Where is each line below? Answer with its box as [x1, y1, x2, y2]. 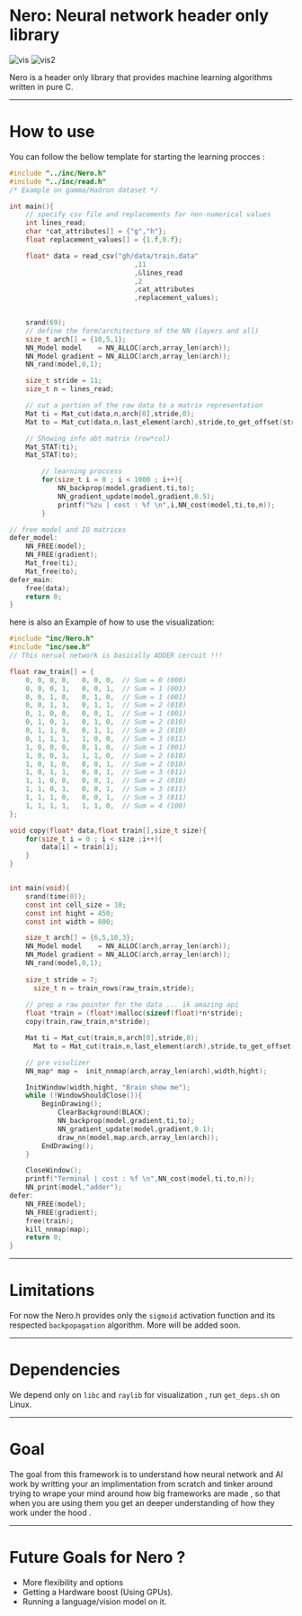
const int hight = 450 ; [25, 908, 115, 918]
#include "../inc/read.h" [9, 177, 106, 186]
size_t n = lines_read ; [25, 385, 115, 394]
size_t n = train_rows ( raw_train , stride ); [32, 983, 195, 992]
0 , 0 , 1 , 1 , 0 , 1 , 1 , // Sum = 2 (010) [25, 700, 187, 710]
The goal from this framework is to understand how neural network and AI [9, 1468, 284, 1479]
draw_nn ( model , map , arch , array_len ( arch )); [57, 1133, 219, 1142]
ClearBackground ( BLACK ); [57, 1108, 151, 1118]
